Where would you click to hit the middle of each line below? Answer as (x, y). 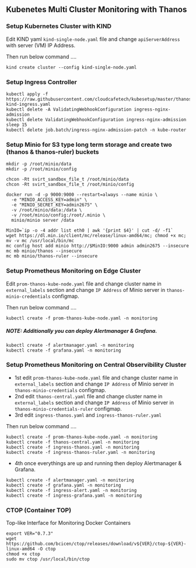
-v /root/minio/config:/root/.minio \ (59, 215)
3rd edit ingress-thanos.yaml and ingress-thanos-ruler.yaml (88, 415)
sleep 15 (17, 125)
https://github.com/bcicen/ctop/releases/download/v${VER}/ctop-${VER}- (96, 544)
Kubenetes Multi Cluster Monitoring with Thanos (97, 10)
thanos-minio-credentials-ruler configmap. (68, 408)
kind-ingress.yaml (28, 104)
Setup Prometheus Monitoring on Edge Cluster (73, 271)
